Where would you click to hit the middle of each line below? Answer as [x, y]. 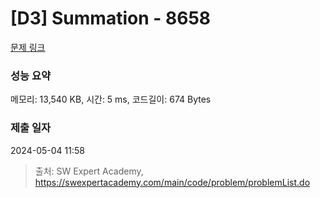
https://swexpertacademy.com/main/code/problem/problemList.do [172, 182]
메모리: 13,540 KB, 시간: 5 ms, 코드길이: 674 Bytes [111, 99]
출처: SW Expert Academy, [89, 171]
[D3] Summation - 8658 [111, 18]
